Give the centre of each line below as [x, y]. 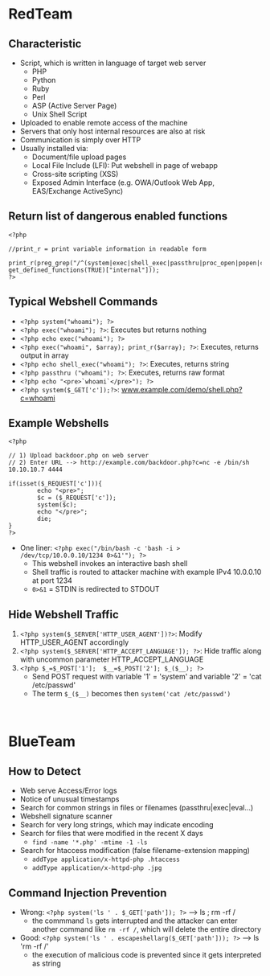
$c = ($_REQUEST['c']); [77, 498]
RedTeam [41, 14]
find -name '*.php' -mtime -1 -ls [90, 843]
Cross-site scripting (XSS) [75, 174]
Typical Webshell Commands [83, 302]
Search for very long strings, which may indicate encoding [117, 825]
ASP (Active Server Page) [74, 106]
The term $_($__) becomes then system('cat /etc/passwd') [131, 694]
